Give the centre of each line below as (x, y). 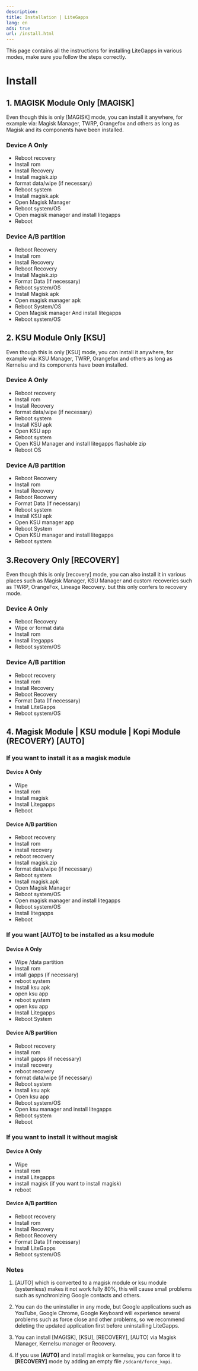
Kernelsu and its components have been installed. (67, 365)
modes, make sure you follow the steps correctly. (66, 57)
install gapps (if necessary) (48, 1058)
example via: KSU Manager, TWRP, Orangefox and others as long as (90, 358)
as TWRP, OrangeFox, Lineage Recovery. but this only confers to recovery (97, 587)
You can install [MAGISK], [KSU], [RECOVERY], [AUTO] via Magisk (95, 1337)
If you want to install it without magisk (62, 1137)
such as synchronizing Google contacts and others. (78, 1296)
